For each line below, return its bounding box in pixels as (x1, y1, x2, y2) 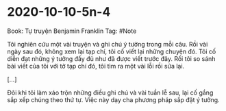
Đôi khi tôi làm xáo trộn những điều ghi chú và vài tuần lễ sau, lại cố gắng (7, 88, 214, 97)
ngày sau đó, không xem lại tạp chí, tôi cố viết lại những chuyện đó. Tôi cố (7, 47, 216, 56)
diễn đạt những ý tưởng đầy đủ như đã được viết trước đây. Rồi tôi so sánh (7, 54, 216, 62)
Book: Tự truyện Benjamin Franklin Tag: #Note (7, 27, 137, 35)
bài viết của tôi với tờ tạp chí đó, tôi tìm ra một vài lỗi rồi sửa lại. (7, 62, 185, 70)
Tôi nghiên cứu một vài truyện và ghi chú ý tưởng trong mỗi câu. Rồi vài (7, 40, 208, 48)
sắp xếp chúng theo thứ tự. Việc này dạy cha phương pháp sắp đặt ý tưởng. (7, 95, 221, 103)
